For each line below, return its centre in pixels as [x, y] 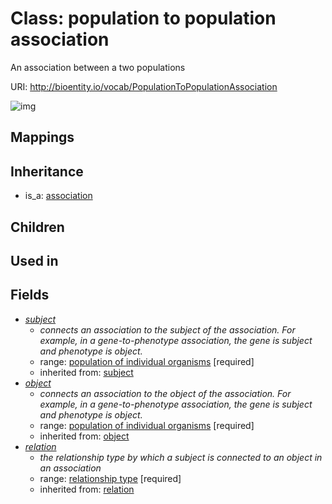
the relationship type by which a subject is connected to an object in [181, 457]
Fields [30, 295]
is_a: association [58, 196]
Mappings [42, 137]
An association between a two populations [98, 67]
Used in [34, 260]
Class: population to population [143, 18]
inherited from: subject [86, 372]
